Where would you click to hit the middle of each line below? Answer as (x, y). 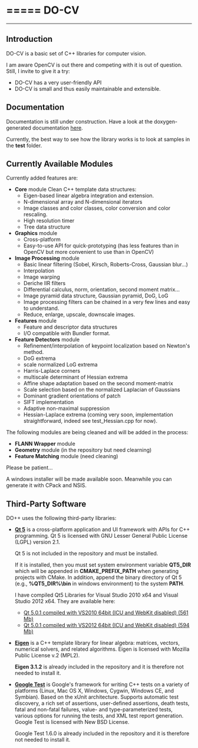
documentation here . (58, 128)
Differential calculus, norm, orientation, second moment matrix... (101, 290)
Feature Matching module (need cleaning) (66, 456)
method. (34, 352)
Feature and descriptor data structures (70, 327)
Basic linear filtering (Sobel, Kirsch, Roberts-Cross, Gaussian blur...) (106, 264)
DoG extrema (39, 358)
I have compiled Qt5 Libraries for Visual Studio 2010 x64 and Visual (96, 595)
